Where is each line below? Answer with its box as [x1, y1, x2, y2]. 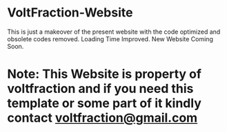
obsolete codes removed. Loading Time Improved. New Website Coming [7, 34, 214, 43]
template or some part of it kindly [7, 96, 201, 111]
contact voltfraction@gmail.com [7, 110, 198, 126]
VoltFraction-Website [7, 5, 133, 21]
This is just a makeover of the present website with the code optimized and [7, 27, 221, 36]
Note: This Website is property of [7, 67, 202, 82]
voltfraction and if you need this [7, 81, 194, 97]
